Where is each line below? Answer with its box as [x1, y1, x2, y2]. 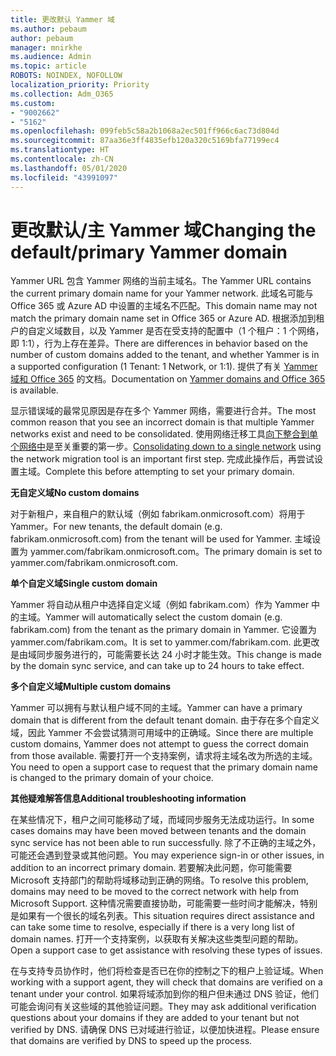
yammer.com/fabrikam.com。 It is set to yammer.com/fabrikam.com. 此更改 [10, 636, 320, 648]
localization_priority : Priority [10, 80, 150, 90]
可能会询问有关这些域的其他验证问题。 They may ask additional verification [10, 1001, 317, 1013]
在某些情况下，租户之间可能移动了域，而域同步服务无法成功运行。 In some [10, 814, 315, 826]
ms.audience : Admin [10, 52, 92, 62]
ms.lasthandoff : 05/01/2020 [10, 163, 128, 173]
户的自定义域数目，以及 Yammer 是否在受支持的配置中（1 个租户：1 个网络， [10, 325, 325, 337]
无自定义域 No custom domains [10, 487, 140, 499]
